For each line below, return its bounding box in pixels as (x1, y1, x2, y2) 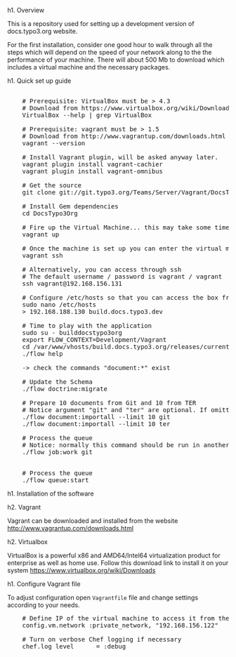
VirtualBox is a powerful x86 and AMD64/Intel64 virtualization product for (7, 551, 221, 559)
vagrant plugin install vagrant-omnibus (22, 168, 164, 175)
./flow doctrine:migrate (22, 385, 107, 392)
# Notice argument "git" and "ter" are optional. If (22, 406, 208, 413)
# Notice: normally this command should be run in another (22, 442, 230, 449)
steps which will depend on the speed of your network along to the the (7, 48, 212, 56)
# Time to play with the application (22, 322, 152, 329)
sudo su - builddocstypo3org (22, 329, 123, 336)
